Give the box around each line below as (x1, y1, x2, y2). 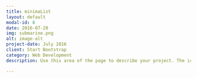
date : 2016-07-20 (6, 25, 49, 31)
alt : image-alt (6, 36, 43, 42)
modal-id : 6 (6, 19, 35, 25)
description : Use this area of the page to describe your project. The (6, 57, 185, 63)
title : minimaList (6, 8, 51, 15)
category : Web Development (6, 52, 72, 58)
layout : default (6, 14, 46, 20)
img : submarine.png (6, 30, 54, 36)
